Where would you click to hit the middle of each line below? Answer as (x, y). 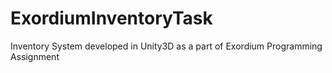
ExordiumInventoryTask (111, 18)
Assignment (35, 56)
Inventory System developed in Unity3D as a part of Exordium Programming (166, 46)
